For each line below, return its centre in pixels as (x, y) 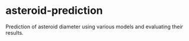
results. (15, 32)
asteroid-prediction (54, 11)
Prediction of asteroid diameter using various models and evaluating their (94, 27)
